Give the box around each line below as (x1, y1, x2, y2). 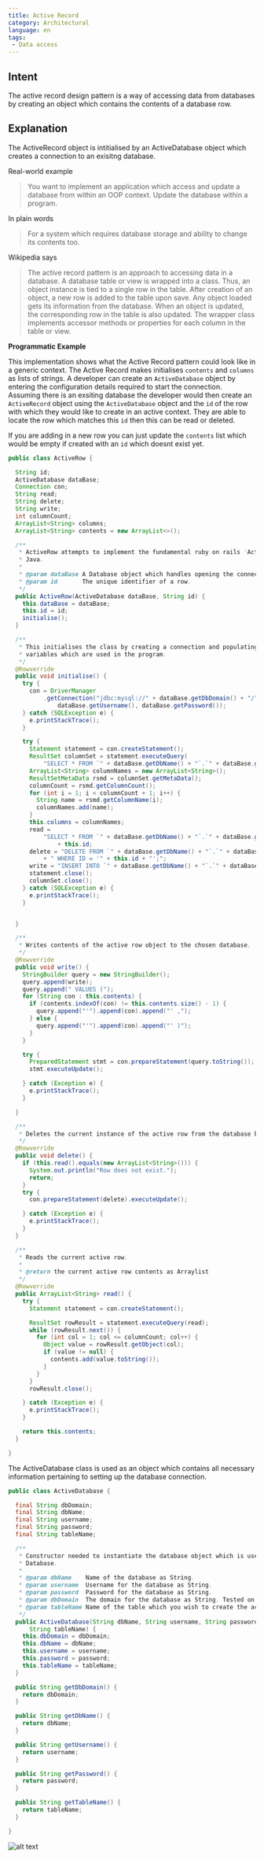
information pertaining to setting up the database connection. (8, 1472, 207, 1481)
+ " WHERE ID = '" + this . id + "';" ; (42, 855, 167, 863)
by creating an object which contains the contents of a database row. (8, 99, 232, 109)
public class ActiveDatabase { (8, 1487, 111, 1495)
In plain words (8, 213, 53, 223)
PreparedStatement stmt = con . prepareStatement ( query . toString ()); (28, 1058, 255, 1066)
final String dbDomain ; (15, 1501, 93, 1509)
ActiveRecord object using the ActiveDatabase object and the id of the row (8, 398, 248, 408)
